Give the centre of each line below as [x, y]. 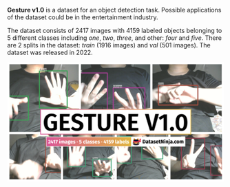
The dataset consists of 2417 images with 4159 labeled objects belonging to [115, 31]
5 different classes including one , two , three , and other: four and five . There [115, 38]
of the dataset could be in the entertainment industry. [83, 17]
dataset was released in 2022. [50, 52]
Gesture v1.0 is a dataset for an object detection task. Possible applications [114, 10]
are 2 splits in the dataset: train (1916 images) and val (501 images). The [109, 45]
